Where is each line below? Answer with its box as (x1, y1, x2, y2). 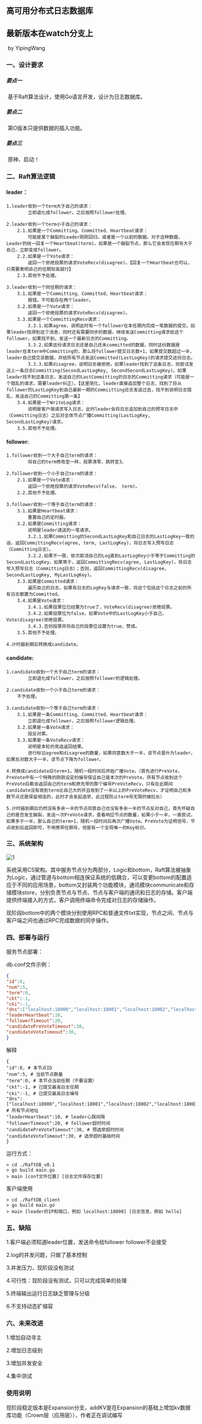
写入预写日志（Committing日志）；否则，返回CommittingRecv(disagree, (6, 566, 167, 572)
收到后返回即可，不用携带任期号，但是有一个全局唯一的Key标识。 (10, 824, 149, 831)
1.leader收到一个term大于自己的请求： (6, 203, 93, 209)
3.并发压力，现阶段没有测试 (6, 1263, 75, 1271)
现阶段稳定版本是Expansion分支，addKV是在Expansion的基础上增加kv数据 (6, 1403, 191, 1411)
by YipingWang (7, 45, 46, 52)
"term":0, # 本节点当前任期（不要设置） (6, 1078, 97, 1084)
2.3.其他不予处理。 (17, 273, 60, 279)
